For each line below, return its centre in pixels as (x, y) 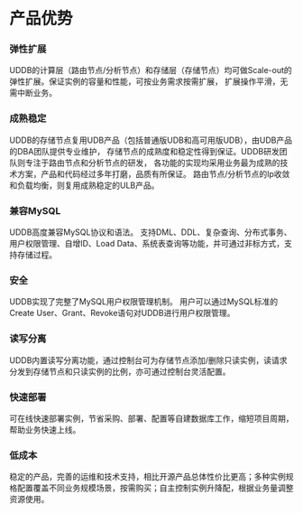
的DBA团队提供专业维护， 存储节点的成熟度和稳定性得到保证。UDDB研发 (144, 151)
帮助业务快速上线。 (45, 429)
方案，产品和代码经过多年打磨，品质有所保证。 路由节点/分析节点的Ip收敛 (153, 173)
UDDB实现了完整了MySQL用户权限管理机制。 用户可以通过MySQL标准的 (144, 302)
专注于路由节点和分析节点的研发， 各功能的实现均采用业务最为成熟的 (152, 163)
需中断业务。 (33, 93)
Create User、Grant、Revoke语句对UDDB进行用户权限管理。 (122, 313)
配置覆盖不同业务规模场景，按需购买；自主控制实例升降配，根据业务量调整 (155, 488)
